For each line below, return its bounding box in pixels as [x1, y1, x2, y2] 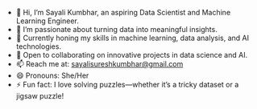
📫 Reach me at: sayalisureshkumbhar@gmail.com [15, 59, 184, 68]
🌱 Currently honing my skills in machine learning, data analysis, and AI [15, 33, 250, 42]
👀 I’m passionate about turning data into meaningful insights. [15, 25, 218, 34]
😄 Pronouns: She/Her [15, 71, 89, 80]
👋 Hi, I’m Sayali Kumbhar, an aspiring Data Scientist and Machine [15, 8, 231, 17]
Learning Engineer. [15, 16, 79, 26]
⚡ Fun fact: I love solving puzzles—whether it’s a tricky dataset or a [15, 80, 239, 89]
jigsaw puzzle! [15, 91, 64, 100]
